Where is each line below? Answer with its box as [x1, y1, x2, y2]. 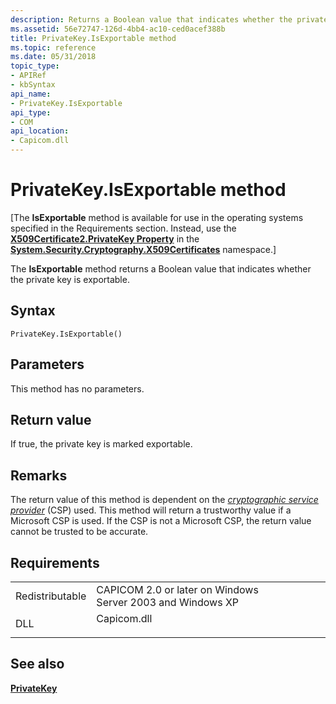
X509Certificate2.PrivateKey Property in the [10, 232, 200, 245]
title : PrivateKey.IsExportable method [10, 33, 177, 43]
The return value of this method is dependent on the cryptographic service [10, 494, 319, 506]
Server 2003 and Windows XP [96, 596, 240, 609]
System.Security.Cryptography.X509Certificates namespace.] [10, 243, 277, 255]
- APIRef [10, 71, 47, 81]
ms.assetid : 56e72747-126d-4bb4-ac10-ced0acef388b [10, 24, 226, 34]
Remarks [10, 467, 68, 484]
